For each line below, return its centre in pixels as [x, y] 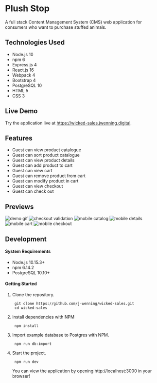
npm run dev [26, 362]
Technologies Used [35, 43]
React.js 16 [23, 70]
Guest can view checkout [37, 186]
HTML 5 [20, 90]
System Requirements [28, 251]
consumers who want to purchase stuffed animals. [56, 27]
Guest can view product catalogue [47, 150]
